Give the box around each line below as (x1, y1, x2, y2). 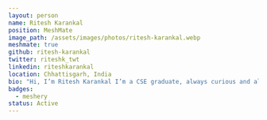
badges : (8, 84, 34, 93)
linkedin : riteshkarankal (8, 63, 94, 71)
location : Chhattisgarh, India (8, 70, 112, 78)
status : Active (8, 99, 59, 107)
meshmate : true (8, 41, 59, 49)
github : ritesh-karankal (8, 48, 91, 56)
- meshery (15, 92, 48, 100)
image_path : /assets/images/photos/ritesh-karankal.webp (8, 33, 201, 42)
